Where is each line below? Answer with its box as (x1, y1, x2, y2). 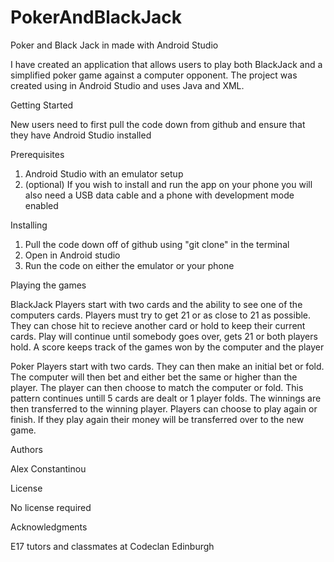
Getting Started (10, 99, 74, 111)
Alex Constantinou (10, 462, 87, 475)
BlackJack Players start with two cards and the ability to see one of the (10, 298, 303, 310)
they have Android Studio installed (10, 129, 152, 141)
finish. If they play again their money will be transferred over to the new (10, 413, 305, 425)
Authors (10, 443, 43, 455)
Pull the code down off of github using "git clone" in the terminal (24, 238, 290, 250)
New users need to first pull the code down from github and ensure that (10, 118, 306, 130)
